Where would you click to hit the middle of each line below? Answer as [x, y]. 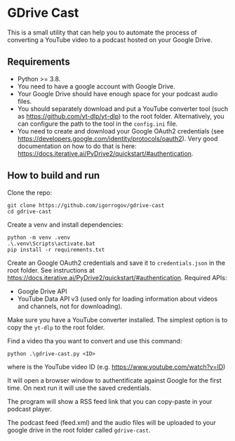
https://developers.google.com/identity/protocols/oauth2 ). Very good [117, 138]
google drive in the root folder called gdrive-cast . [79, 430]
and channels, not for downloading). [70, 306]
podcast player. [30, 409]
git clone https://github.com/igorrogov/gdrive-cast [86, 205]
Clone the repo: [30, 192]
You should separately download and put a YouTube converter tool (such [123, 108]
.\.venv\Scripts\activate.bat [52, 244]
